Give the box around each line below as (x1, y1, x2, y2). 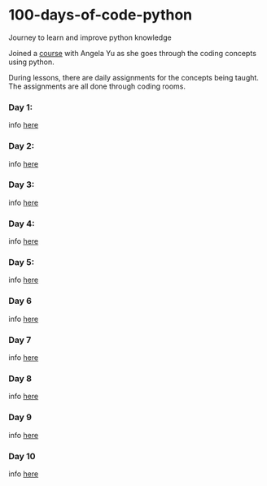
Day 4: (8, 218, 35, 229)
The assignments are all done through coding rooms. (8, 81, 186, 91)
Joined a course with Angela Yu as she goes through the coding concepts (8, 48, 256, 58)
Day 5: (8, 257, 35, 268)
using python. (8, 57, 55, 67)
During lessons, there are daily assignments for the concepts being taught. (8, 72, 259, 82)
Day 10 (8, 450, 36, 462)
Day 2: (8, 141, 35, 152)
